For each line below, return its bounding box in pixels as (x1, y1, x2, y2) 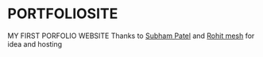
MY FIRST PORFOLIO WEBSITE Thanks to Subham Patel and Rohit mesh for (7, 31, 255, 40)
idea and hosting (7, 39, 63, 48)
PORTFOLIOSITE (7, 5, 118, 23)
